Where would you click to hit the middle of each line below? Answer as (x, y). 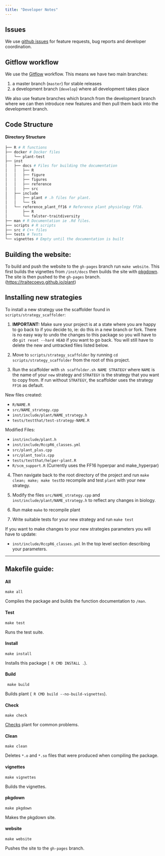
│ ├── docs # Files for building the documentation (61, 166)
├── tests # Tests (24, 235)
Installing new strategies (44, 298)
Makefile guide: (29, 569)
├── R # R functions (26, 147)
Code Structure (29, 125)
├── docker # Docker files (33, 152)
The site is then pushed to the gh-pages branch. (53, 277)
